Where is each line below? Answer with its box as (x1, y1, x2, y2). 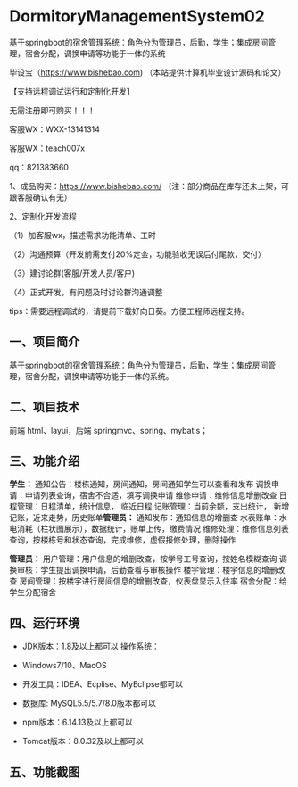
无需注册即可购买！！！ (9, 104, 95, 115)
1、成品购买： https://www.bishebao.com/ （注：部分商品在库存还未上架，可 (9, 180, 290, 191)
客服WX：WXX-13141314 (9, 123, 101, 135)
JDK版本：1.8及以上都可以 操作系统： (21, 641, 161, 652)
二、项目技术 (9, 400, 80, 415)
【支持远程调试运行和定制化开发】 (9, 86, 135, 96)
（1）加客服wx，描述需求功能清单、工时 (9, 229, 156, 240)
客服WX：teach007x (9, 143, 86, 153)
